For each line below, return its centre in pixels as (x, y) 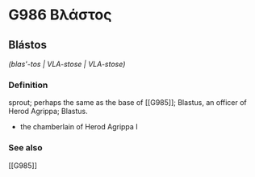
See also (25, 148)
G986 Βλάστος (60, 15)
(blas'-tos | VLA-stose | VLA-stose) (67, 64)
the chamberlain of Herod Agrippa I (79, 127)
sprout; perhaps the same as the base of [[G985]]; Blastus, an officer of (128, 103)
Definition (28, 85)
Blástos (27, 45)
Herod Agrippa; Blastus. (48, 112)
